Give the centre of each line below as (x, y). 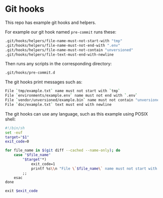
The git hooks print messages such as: (44, 82)
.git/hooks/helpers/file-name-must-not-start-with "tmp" (64, 41)
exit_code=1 (43, 164)
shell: (10, 119)
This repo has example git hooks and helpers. (50, 22)
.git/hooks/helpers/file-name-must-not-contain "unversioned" (69, 50)
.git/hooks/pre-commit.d (30, 73)
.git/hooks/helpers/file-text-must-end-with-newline (59, 55)
